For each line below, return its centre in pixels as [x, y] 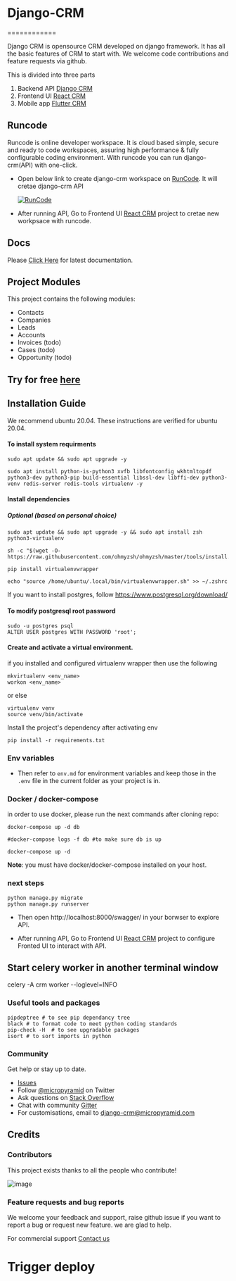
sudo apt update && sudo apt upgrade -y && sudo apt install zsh [105, 532]
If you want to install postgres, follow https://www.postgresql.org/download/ [118, 595]
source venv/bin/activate [45, 714]
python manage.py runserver [48, 904]
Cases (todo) [36, 350]
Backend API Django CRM [55, 88]
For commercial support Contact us [59, 1239]
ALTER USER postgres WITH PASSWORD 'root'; [72, 632]
